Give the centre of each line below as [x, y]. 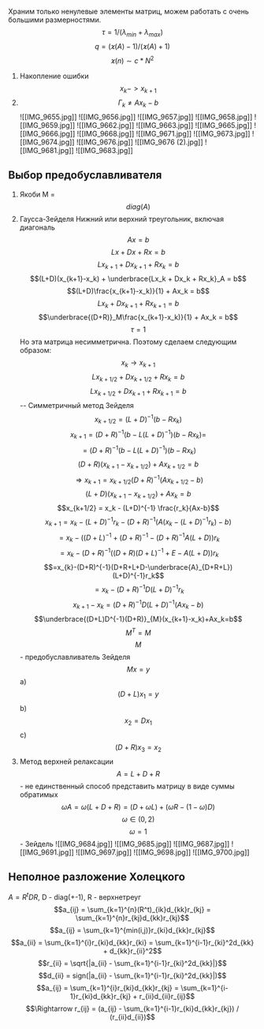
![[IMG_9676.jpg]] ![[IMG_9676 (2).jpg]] [139, 142]
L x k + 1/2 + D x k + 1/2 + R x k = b [138, 378]
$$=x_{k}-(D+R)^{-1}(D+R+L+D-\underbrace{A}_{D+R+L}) [138, 567]
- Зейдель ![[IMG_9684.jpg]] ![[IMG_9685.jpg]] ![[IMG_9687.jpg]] [125, 844]
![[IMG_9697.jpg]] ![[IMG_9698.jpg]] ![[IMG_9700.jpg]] [163, 852]
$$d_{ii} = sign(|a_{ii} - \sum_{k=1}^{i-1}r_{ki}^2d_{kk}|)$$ [132, 976]
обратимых [39, 794]
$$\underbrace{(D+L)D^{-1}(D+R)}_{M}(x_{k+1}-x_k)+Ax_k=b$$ [138, 619]
